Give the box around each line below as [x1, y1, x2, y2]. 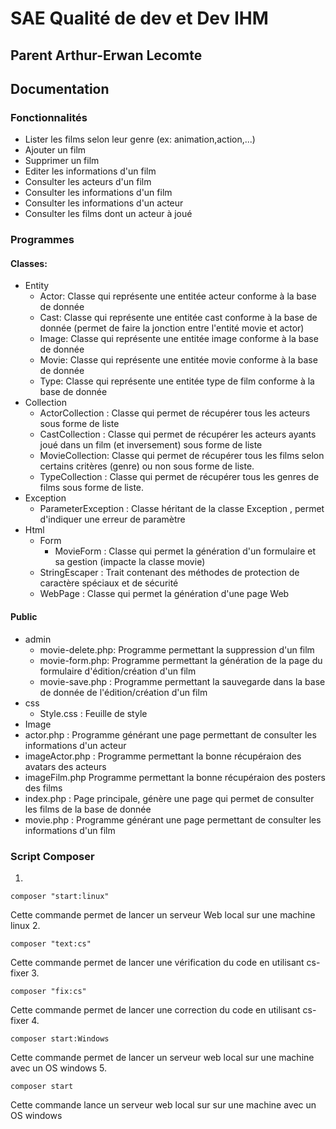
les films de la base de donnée [24, 803, 152, 815]
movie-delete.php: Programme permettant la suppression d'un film [39, 643, 315, 656]
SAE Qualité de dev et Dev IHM [10, 7, 269, 30]
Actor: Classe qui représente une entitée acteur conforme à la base [39, 290, 317, 302]
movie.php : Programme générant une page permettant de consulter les [24, 813, 322, 826]
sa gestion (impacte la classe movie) [54, 556, 206, 568]
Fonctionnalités [10, 110, 88, 124]
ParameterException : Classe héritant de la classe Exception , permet [39, 503, 325, 515]
